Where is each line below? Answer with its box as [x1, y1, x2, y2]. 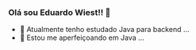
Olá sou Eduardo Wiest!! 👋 [8, 7, 111, 18]
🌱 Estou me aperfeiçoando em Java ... [19, 33, 144, 42]
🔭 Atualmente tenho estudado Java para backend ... [19, 25, 190, 34]
